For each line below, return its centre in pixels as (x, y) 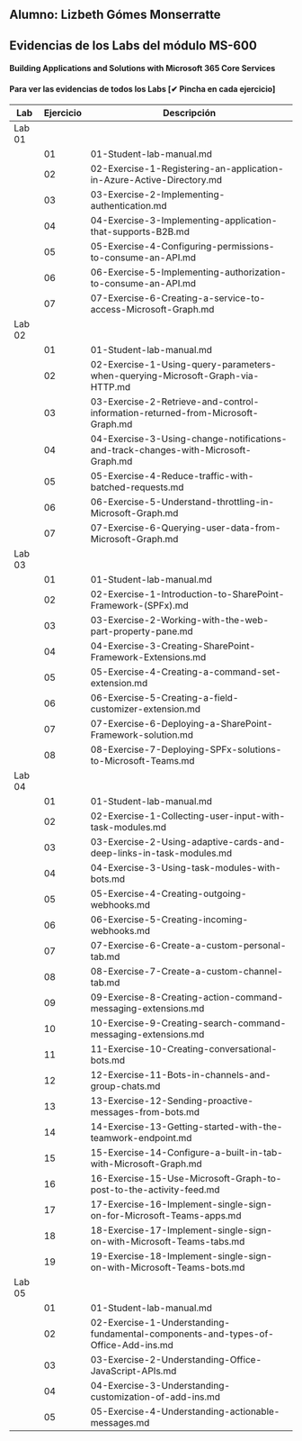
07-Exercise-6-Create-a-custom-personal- (188, 945)
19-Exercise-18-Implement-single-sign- (181, 1255)
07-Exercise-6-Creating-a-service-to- (178, 298)
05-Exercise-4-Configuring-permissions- (182, 246)
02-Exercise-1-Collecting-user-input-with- (188, 816)
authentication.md (129, 205)
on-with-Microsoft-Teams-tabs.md (168, 1241)
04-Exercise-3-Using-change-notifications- (189, 439)
